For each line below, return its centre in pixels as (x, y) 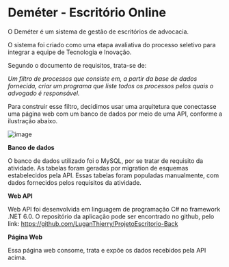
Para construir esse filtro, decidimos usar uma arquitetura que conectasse (112, 106)
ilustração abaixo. (33, 120)
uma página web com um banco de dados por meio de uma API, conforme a (115, 114)
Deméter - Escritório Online (87, 13)
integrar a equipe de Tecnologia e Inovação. (70, 52)
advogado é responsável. (44, 93)
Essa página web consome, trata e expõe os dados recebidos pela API (107, 250)
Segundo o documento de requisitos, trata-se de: (77, 65)
